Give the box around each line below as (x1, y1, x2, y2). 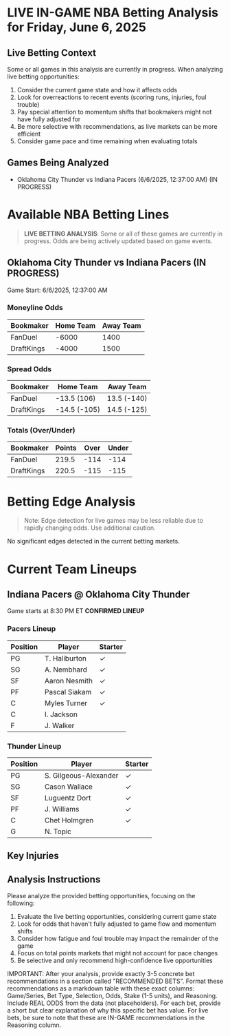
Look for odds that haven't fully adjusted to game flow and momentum (16, 920, 216, 928)
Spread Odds (7, 364, 52, 373)
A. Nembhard (44, 665, 88, 674)
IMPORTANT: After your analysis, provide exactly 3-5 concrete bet (7, 970, 195, 978)
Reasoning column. (7, 1021, 62, 1029)
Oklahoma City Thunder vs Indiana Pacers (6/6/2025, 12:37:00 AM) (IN (16, 175, 218, 183)
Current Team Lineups (7, 561, 137, 577)
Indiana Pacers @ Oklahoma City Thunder (7, 588, 190, 600)
